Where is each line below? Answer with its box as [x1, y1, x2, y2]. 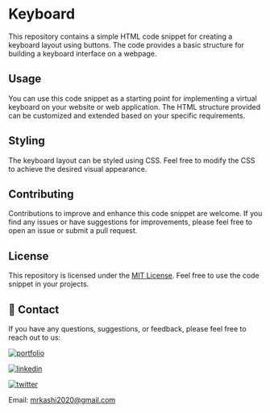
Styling [8, 134, 46, 148]
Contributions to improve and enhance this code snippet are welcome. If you [8, 209, 263, 219]
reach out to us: [8, 332, 61, 342]
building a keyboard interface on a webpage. [8, 48, 157, 58]
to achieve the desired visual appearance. [8, 164, 147, 173]
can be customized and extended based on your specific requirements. [8, 111, 246, 120]
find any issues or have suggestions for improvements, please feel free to [8, 217, 252, 227]
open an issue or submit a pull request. [8, 226, 138, 236]
